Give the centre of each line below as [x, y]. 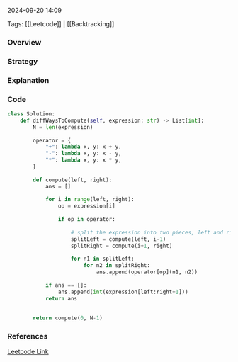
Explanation [28, 80]
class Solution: [31, 114]
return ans [61, 298]
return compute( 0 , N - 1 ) [68, 318]
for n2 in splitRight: [117, 266]
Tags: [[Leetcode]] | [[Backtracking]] [61, 24]
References [28, 336]
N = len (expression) [63, 127]
